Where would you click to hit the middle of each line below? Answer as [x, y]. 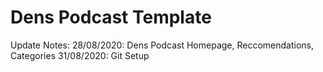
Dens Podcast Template [111, 17]
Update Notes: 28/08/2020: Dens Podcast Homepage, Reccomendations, [162, 45]
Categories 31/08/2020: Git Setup [80, 55]
